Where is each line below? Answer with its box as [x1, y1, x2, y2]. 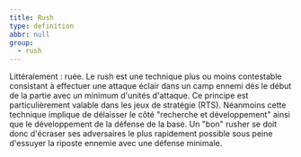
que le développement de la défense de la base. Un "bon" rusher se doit [9, 118, 278, 130]
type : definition [9, 22, 75, 31]
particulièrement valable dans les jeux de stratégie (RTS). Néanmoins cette [9, 100, 287, 110]
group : [9, 38, 34, 48]
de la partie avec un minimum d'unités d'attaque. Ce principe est [9, 91, 249, 101]
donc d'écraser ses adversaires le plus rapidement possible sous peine [9, 128, 273, 139]
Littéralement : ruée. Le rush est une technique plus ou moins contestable [9, 71, 282, 82]
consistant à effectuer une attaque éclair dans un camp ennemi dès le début [9, 81, 292, 92]
